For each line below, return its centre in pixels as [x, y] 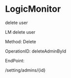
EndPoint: [15, 60]
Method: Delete [21, 41]
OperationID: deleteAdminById [36, 51]
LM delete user [20, 32]
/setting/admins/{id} [25, 70]
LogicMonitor [33, 9]
